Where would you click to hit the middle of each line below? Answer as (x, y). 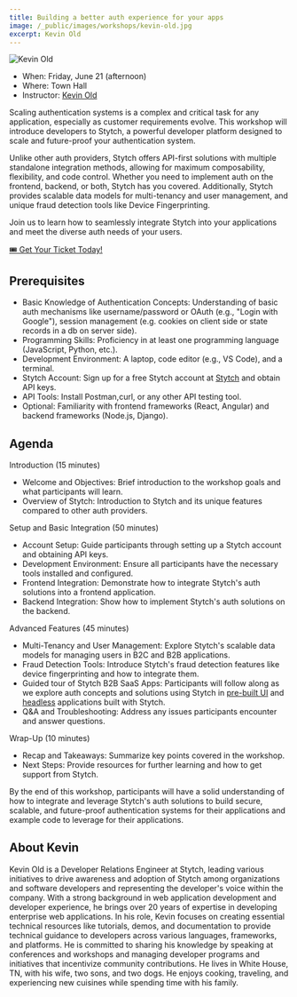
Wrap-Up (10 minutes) (50, 738)
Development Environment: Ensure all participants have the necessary (150, 564)
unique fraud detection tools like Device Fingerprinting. (110, 205)
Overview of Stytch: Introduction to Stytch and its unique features (142, 501)
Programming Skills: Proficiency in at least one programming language (150, 340)
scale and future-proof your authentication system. (102, 141)
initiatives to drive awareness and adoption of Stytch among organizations (145, 878)
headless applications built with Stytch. (94, 702)
